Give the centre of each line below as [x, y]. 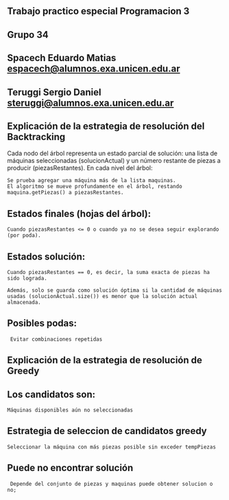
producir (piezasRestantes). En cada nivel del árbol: [80, 168]
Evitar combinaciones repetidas [56, 339]
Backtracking [36, 137]
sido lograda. [27, 278]
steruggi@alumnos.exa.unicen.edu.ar [91, 103]
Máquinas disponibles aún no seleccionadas [70, 410]
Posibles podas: [42, 323]
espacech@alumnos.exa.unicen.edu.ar [94, 69]
